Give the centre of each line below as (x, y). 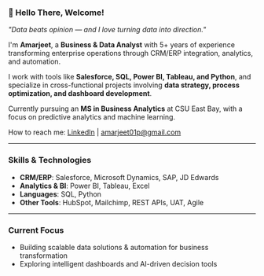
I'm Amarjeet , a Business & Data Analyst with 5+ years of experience (122, 45)
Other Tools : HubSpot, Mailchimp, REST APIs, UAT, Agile (112, 202)
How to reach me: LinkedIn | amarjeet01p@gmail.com (95, 132)
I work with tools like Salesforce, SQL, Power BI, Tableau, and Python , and (130, 77)
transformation (44, 256)
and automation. (35, 61)
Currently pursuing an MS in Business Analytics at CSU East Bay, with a (125, 109)
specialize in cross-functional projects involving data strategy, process (124, 85)
